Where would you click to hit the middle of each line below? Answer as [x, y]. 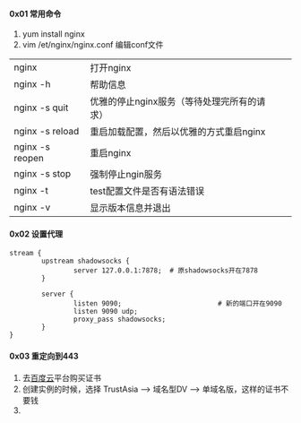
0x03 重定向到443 [44, 356]
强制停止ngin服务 [126, 175]
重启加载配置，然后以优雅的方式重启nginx [177, 132]
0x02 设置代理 [36, 234]
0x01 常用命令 [35, 13]
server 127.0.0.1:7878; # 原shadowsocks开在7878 [165, 271]
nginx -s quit [41, 108]
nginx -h [32, 84]
